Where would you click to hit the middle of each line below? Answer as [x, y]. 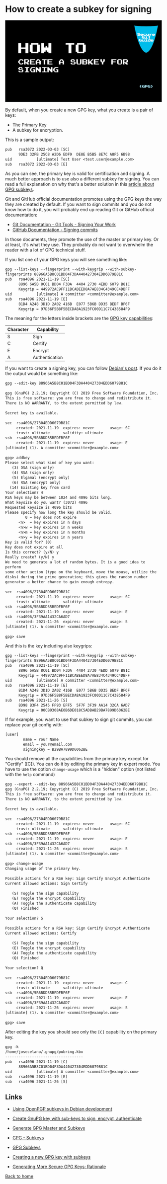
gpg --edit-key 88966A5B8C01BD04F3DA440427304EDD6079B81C [66, 384]
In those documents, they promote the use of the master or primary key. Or [82, 239]
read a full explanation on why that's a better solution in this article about [80, 184]
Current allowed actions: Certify [41, 933]
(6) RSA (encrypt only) [36, 483]
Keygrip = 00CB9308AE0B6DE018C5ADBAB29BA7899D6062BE [74, 710]
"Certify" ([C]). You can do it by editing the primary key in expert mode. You [83, 764]
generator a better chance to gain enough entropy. [60, 582]
